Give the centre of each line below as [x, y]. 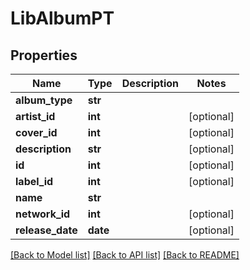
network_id [43, 214]
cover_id [36, 132]
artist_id [35, 116]
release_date [46, 230]
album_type [44, 100]
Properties [44, 55]
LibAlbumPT [62, 18]
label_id [34, 181]
